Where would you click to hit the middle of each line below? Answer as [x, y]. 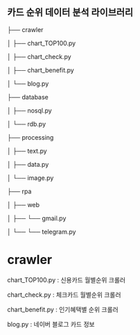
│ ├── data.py [28, 164]
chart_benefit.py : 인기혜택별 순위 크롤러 [63, 309]
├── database [28, 97]
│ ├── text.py [27, 151]
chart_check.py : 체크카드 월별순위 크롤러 [64, 295]
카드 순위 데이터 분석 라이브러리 [70, 13]
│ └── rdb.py [27, 124]
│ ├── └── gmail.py [37, 218]
